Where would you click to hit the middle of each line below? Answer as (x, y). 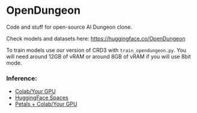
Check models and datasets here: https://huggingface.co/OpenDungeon (96, 38)
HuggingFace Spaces (41, 98)
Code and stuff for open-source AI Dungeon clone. (69, 27)
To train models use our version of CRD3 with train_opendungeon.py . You (96, 50)
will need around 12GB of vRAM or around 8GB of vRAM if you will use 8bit (98, 56)
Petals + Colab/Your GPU (46, 104)
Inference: (22, 78)
